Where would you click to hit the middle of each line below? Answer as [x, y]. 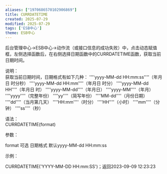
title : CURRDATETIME [27, 14]
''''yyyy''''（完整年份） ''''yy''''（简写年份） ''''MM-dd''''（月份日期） [77, 96]
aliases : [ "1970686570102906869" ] [41, 10]
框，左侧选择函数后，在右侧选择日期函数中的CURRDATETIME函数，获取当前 [83, 54]
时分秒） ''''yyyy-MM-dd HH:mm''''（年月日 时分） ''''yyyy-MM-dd [80, 83]
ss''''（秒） [32, 108]
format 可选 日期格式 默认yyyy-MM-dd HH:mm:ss [56, 145]
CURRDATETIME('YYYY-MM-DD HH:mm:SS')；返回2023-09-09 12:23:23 [81, 167]
